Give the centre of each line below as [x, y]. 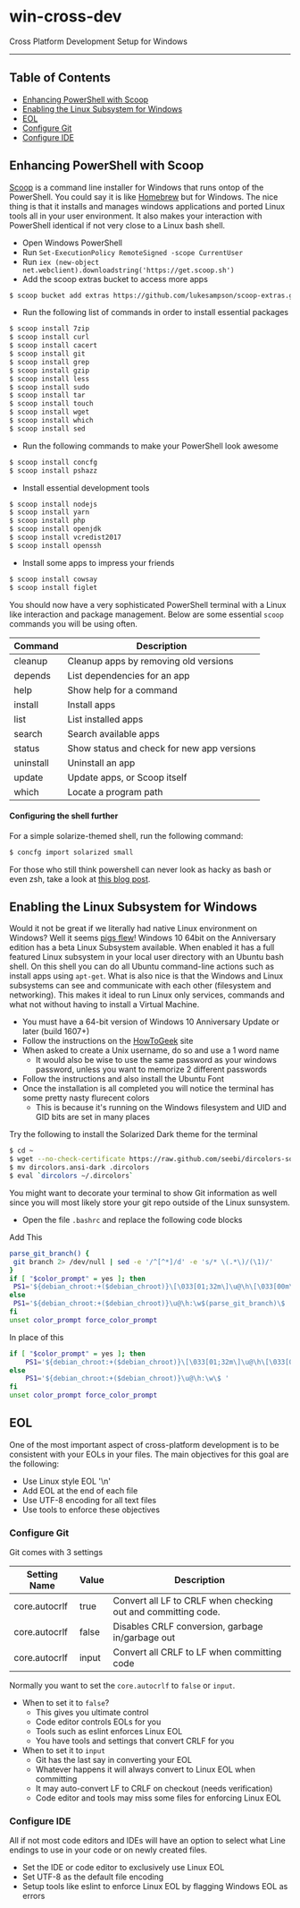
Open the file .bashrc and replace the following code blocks [132, 1219]
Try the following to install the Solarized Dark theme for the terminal [133, 1134]
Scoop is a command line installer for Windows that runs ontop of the [137, 187]
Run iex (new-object [61, 261]
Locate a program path [115, 791]
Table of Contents [60, 78]
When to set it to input [63, 1750]
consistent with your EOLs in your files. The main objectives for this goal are [149, 1454]
